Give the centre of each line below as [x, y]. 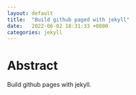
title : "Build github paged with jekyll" [68, 20]
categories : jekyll [35, 32]
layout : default [30, 13]
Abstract [32, 66]
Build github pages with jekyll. [49, 85]
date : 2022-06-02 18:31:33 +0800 [58, 26]
